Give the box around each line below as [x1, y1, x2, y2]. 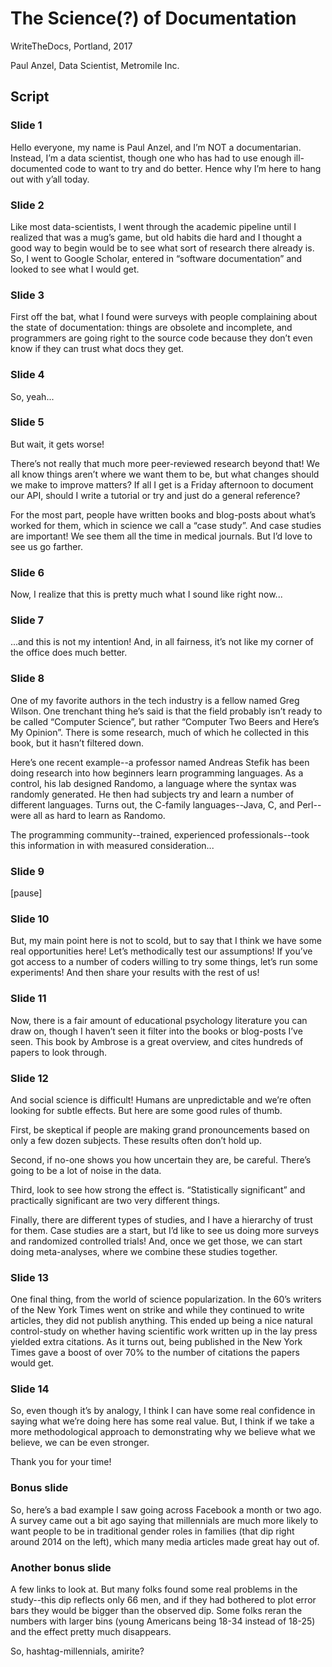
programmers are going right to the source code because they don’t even [10, 332, 313, 344]
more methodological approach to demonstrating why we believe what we [10, 1426, 316, 1438]
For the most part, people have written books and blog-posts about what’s [10, 508, 317, 521]
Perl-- [296, 798, 322, 811]
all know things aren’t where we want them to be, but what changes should [10, 468, 320, 480]
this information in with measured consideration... [10, 839, 215, 851]
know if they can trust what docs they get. [10, 343, 185, 355]
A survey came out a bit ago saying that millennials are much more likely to [10, 1514, 319, 1526]
